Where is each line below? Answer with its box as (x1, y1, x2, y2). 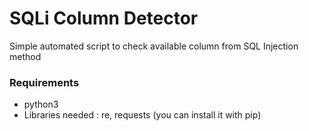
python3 (23, 98, 59, 111)
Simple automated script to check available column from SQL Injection (9, 40, 299, 52)
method (9, 50, 42, 62)
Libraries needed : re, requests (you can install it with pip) (23, 109, 262, 121)
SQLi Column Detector (9, 7, 199, 30)
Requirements (9, 75, 80, 89)
